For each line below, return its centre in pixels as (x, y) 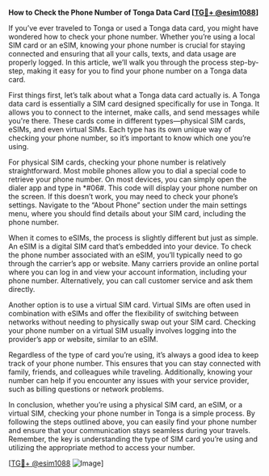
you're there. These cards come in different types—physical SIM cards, (127, 121)
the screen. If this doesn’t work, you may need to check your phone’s (123, 196)
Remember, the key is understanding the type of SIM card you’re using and (133, 439)
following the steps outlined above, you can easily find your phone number (132, 422)
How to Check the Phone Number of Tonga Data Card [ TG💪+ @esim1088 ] (133, 13)
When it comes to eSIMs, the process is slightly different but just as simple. (133, 238)
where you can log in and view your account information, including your (128, 272)
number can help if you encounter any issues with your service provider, (129, 380)
